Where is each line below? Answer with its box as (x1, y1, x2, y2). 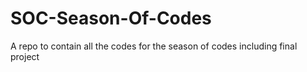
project (10, 50, 40, 62)
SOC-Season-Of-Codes (10, 7, 212, 30)
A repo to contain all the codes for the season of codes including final (10, 40, 298, 52)
